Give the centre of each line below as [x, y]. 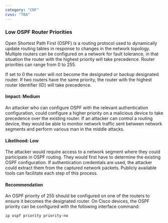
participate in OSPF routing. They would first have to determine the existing [83, 157]
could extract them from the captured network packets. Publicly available [81, 168]
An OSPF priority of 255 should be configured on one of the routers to [77, 196]
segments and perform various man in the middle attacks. [65, 129]
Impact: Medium [23, 97]
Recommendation [24, 185]
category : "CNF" [22, 10]
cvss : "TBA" [18, 15]
